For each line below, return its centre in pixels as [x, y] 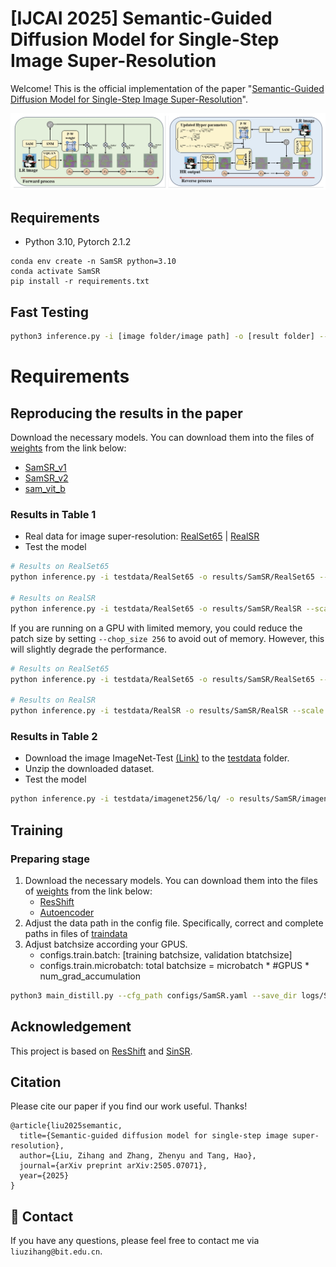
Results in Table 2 [54, 736]
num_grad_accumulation [90, 976]
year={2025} [44, 1176]
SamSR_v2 [46, 478]
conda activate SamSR [55, 272]
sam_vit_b [45, 488]
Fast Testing [49, 312]
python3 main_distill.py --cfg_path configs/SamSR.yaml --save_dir [154, 995]
